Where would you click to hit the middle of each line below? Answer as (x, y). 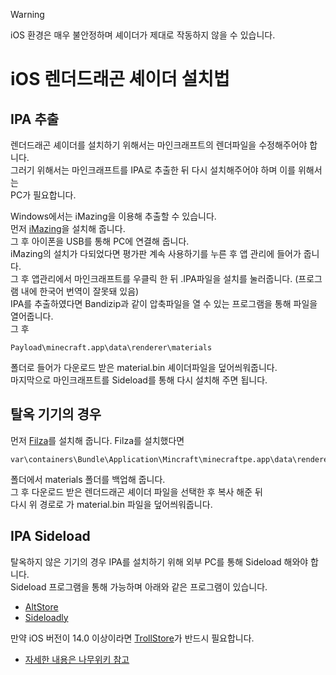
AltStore (41, 606)
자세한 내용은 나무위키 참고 (77, 659)
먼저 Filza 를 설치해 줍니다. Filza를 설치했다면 (97, 440)
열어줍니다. (32, 316)
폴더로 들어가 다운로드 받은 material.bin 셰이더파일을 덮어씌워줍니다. (144, 367)
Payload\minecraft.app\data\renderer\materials (111, 348)
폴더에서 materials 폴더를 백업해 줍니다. (88, 479)
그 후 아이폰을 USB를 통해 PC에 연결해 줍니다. (100, 241)
